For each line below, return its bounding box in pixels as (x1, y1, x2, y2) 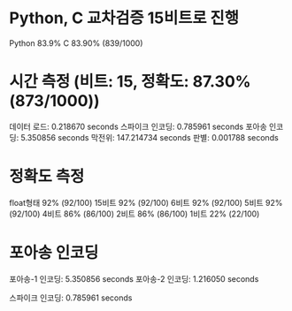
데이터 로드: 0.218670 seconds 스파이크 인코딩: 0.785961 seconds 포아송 (9, 121, 267, 132)
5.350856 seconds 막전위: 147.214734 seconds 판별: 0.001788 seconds (20, 132, 279, 142)
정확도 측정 (9, 167, 85, 186)
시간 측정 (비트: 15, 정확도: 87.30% (9, 72, 251, 92)
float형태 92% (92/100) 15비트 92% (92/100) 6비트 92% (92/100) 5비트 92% (9, 197, 283, 208)
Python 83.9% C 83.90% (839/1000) (9, 37, 143, 49)
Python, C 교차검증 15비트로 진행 (9, 8, 239, 28)
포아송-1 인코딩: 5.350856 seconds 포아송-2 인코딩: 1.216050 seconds (9, 273, 259, 284)
